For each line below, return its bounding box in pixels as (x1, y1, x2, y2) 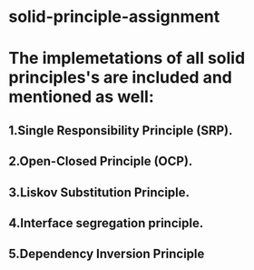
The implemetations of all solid (8, 48, 246, 69)
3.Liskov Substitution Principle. (8, 185, 190, 200)
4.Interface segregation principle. (8, 215, 204, 231)
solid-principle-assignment (8, 6, 220, 27)
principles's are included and (8, 67, 232, 88)
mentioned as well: (8, 86, 155, 107)
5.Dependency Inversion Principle (8, 246, 205, 262)
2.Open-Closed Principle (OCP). (8, 154, 193, 169)
